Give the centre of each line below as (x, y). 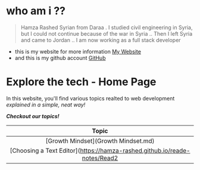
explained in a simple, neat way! (46, 105)
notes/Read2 (100, 158)
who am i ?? (36, 11)
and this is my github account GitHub (60, 58)
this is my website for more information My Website (78, 51)
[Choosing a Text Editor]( (45, 150)
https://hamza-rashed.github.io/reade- (135, 150)
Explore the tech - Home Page (81, 82)
